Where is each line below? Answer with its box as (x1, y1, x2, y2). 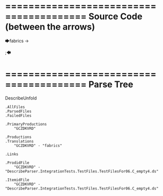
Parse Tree (88, 79, 134, 90)
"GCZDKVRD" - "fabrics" (14, 143, 63, 148)
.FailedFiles (5, 113, 32, 118)
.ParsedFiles (5, 109, 32, 114)
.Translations (5, 139, 34, 144)
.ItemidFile (5, 177, 29, 182)
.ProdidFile (5, 160, 29, 165)
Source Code (88, 11, 143, 22)
